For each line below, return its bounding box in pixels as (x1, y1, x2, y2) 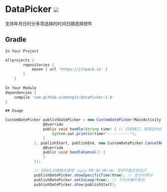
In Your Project (5, 48, 39, 53)
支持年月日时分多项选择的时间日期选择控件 (5, 20, 92, 26)
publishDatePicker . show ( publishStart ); (34, 182, 117, 187)
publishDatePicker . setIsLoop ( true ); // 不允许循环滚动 (34, 177, 145, 183)
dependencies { (5, 90, 37, 95)
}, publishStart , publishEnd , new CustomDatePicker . (34, 141, 146, 146)
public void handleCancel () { (43, 150, 106, 155)
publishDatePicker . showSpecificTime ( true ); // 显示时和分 (34, 173, 153, 178)
